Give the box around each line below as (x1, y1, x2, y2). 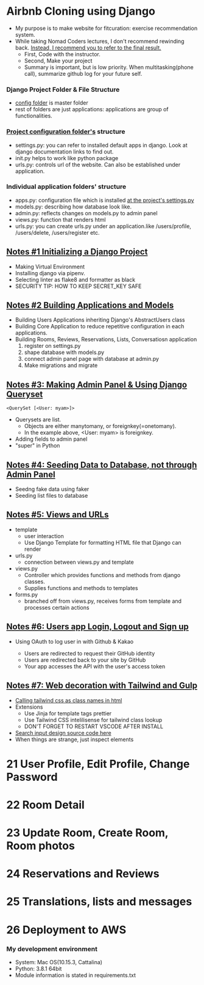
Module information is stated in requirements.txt (15, 971, 136, 979)
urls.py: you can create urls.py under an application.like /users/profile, (15, 222, 192, 230)
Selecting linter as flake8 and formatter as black (15, 276, 136, 283)
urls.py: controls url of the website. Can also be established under (15, 161, 181, 168)
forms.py (15, 591, 38, 598)
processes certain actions (24, 603, 90, 611)
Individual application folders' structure (6, 182, 127, 191)
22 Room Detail (6, 798, 85, 811)
